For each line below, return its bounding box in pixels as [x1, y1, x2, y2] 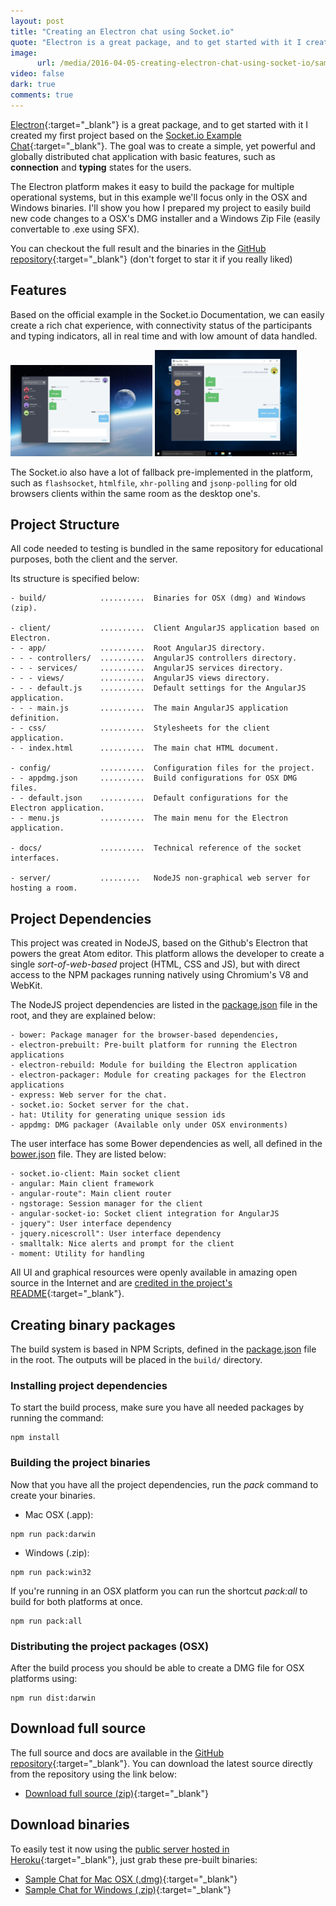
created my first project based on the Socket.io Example [10, 129, 242, 141]
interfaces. [10, 853, 60, 864]
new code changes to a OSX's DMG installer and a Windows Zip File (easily [10, 212, 321, 224]
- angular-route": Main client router [10, 1189, 172, 1199]
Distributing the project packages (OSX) [10, 1639, 210, 1653]
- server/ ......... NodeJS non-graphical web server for [10, 873, 311, 884]
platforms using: [10, 1672, 78, 1684]
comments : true [10, 90, 74, 100]
